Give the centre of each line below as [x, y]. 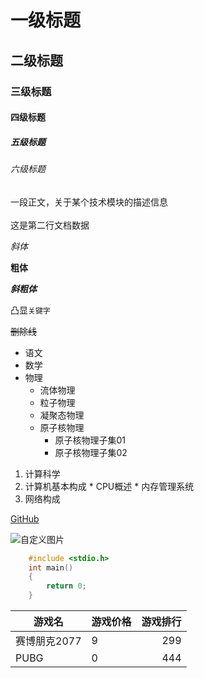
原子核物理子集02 [91, 452]
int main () [51, 567]
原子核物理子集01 [90, 440]
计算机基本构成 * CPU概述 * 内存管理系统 [109, 486]
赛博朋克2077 [48, 641]
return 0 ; [66, 586]
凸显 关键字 [30, 310]
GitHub [25, 518]
